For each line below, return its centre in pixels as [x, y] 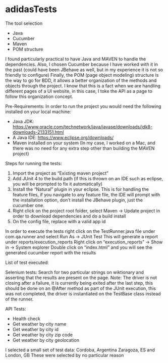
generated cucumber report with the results [51, 252]
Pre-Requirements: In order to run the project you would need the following [83, 106]
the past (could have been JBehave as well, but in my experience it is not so [84, 70]
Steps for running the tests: [34, 163]
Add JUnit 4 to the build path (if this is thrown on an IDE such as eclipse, [88, 178]
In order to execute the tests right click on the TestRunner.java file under [80, 231]
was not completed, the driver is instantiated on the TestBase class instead [83, 293]
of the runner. [19, 299]
